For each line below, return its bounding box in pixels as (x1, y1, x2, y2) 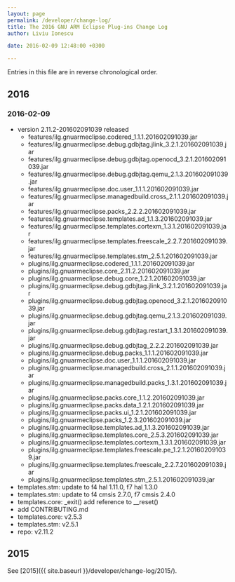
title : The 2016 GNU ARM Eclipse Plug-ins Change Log (7, 23, 168, 30)
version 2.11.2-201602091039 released (17, 125, 129, 133)
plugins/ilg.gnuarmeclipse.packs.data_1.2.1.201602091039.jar (27, 400, 205, 409)
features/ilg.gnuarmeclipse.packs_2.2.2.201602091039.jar (27, 207, 196, 215)
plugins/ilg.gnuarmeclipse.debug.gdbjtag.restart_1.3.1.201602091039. (27, 326, 228, 334)
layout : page (7, 10, 46, 18)
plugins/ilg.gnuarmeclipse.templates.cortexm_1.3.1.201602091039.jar (27, 438, 227, 446)
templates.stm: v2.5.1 (17, 520, 79, 528)
